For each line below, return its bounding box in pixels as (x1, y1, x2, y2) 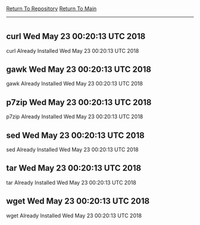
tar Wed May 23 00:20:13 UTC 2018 (6, 163, 142, 173)
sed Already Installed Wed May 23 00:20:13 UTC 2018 (6, 146, 139, 153)
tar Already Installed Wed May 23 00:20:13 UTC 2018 (6, 179, 137, 186)
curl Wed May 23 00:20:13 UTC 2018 (6, 31, 146, 42)
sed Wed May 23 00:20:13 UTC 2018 (6, 130, 145, 140)
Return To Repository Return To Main (6, 5, 97, 12)
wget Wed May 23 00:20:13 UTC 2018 (6, 196, 150, 207)
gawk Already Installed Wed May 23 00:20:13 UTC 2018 (6, 80, 143, 87)
